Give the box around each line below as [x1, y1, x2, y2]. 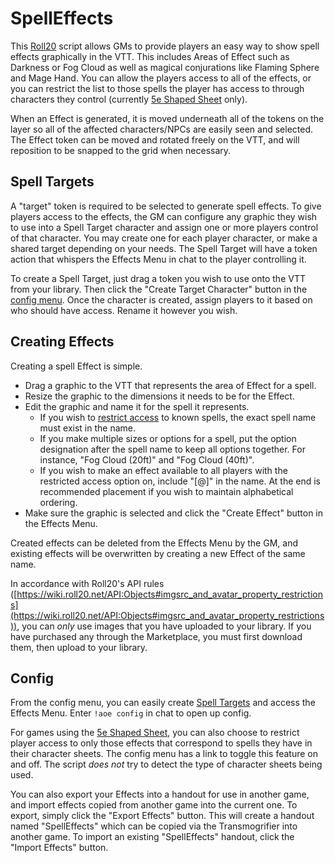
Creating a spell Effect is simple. [10, 360, 143, 372]
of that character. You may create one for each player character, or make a [10, 232, 318, 244]
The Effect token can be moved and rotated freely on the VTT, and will [10, 133, 300, 146]
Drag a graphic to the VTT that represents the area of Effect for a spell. [24, 379, 317, 391]
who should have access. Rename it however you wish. [10, 304, 238, 316]
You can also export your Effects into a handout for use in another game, [10, 788, 310, 801]
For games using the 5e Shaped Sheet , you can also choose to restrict [10, 727, 300, 739]
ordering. [39, 496, 78, 508]
